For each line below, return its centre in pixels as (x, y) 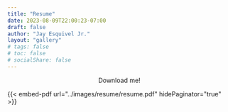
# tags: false (28, 47)
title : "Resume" (31, 14)
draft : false (27, 27)
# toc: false (27, 54)
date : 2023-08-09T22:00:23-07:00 (57, 21)
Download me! (119, 80)
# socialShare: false (39, 60)
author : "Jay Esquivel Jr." (49, 34)
